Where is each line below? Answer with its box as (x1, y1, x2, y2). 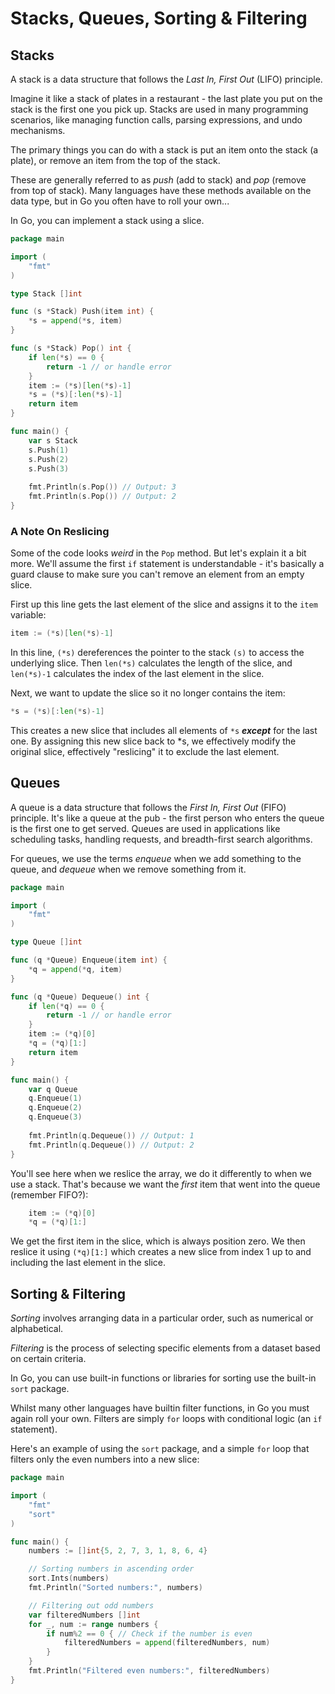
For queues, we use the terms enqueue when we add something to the (10, 852, 302, 864)
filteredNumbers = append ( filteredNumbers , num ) (63, 1638, 271, 1648)
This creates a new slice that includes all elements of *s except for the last (10, 724, 318, 736)
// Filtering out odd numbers (28, 1600, 155, 1611)
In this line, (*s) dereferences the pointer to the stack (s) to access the (10, 647, 305, 659)
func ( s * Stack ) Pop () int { (10, 343, 132, 353)
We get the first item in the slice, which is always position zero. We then (10, 1235, 306, 1247)
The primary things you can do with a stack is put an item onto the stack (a (10, 144, 319, 156)
